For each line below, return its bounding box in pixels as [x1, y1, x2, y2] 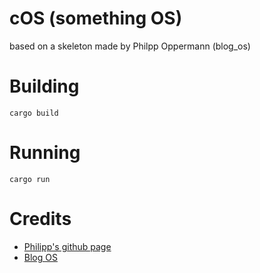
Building [9, 75, 80, 98]
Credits [9, 208, 72, 230]
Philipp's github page [23, 240, 112, 252]
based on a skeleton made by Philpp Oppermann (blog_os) [9, 40, 251, 52]
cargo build [9, 108, 59, 118]
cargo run [9, 174, 51, 184]
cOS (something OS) [9, 7, 183, 30]
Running [9, 142, 81, 164]
